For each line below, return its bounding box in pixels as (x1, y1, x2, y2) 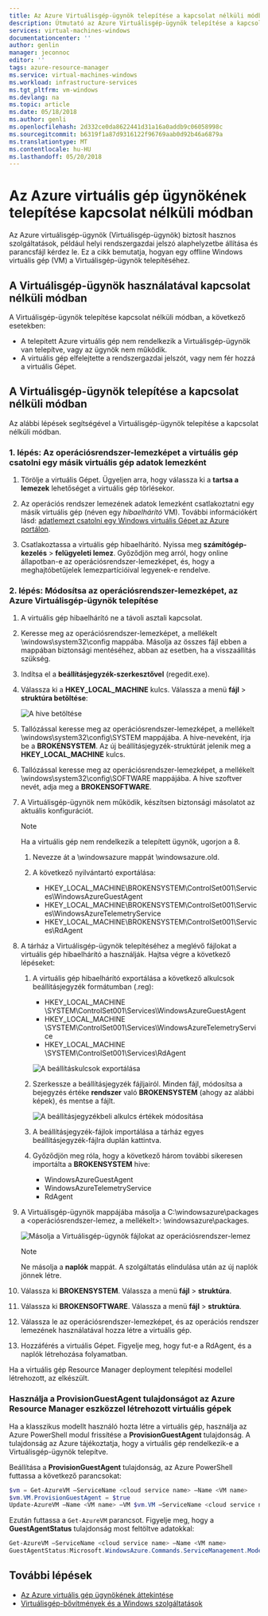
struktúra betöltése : (20, 693, 88, 703)
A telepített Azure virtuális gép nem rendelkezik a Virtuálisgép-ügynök (20, 337, 251, 345)
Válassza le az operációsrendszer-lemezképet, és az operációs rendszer (20, 1317, 259, 1326)
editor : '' (9, 57, 45, 65)
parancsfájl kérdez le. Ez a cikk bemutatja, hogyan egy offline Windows (9, 247, 243, 257)
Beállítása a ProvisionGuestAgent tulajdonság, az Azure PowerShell (9, 1462, 233, 1472)
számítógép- (203, 540, 247, 550)
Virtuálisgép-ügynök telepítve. (9, 1447, 108, 1456)
